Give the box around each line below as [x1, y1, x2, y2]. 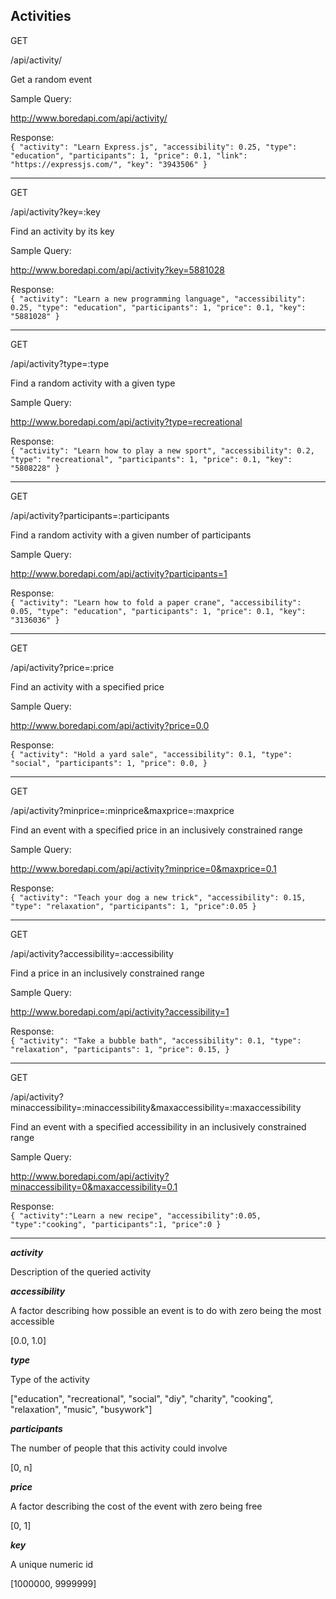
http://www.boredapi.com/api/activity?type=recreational [10, 415, 243, 428]
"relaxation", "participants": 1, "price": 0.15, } [10, 1044, 230, 1054]
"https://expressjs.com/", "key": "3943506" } [10, 159, 208, 169]
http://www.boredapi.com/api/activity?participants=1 [10, 567, 228, 579]
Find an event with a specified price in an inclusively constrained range [10, 824, 303, 836]
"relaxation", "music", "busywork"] [10, 1403, 153, 1415]
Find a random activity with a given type [10, 377, 176, 389]
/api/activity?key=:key [10, 205, 101, 218]
